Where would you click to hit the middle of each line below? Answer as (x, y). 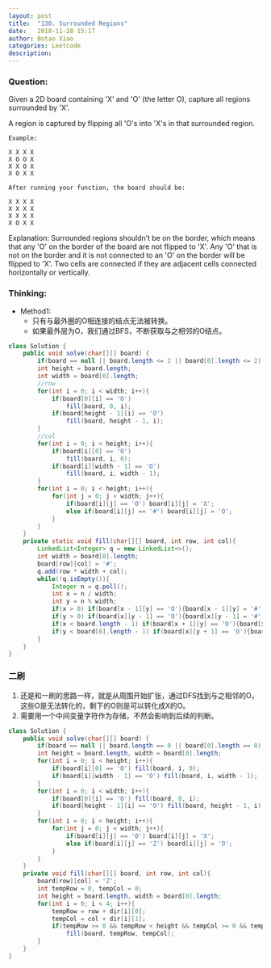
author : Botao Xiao (41, 38)
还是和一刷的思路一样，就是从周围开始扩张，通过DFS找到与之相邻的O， (139, 695)
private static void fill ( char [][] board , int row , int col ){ (129, 541)
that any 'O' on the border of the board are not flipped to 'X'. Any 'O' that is (133, 246)
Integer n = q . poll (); (90, 587)
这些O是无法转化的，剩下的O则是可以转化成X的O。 (105, 705)
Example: (23, 138)
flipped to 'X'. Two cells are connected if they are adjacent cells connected (132, 264)
